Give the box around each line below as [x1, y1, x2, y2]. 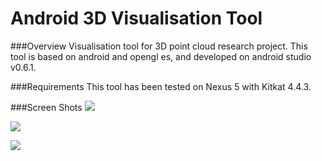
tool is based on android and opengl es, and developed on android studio [10, 50, 312, 62]
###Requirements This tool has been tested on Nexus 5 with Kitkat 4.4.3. [10, 80, 312, 92]
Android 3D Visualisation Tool [10, 7, 263, 30]
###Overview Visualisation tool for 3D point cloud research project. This [10, 40, 308, 52]
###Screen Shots [10, 101, 83, 113]
